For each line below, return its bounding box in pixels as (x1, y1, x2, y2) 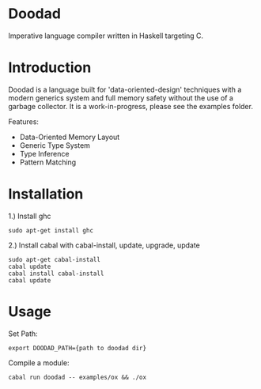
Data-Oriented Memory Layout (19, 132, 120, 142)
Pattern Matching (19, 157, 77, 167)
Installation (8, 185, 84, 203)
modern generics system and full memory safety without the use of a (8, 93, 233, 103)
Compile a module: (8, 357, 70, 368)
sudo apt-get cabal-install (8, 255, 101, 263)
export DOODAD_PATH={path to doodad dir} (8, 344, 147, 352)
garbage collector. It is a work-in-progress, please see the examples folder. (8, 101, 253, 111)
